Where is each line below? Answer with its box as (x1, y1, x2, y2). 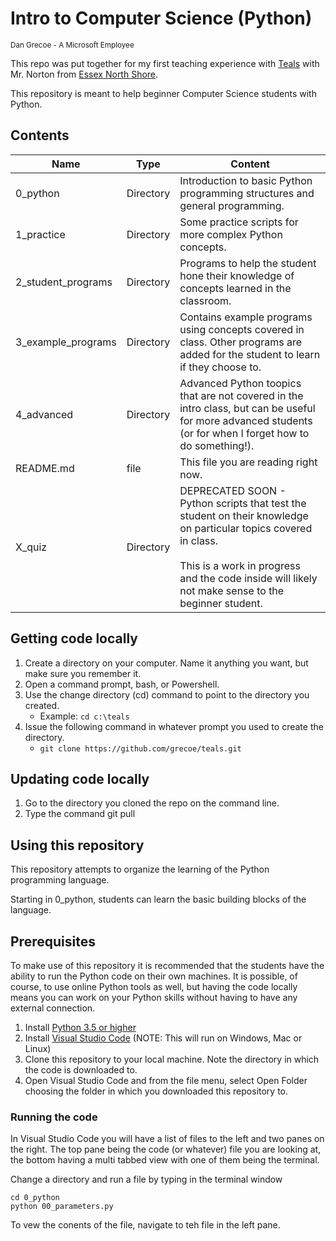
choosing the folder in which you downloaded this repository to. (24, 1085, 289, 1097)
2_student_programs (15, 275, 113, 289)
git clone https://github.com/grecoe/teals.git (39, 743, 242, 754)
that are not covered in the (179, 388, 304, 402)
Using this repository (10, 837, 145, 854)
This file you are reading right (179, 455, 318, 469)
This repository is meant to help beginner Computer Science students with (10, 87, 317, 99)
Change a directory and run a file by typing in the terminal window (10, 1173, 283, 1186)
